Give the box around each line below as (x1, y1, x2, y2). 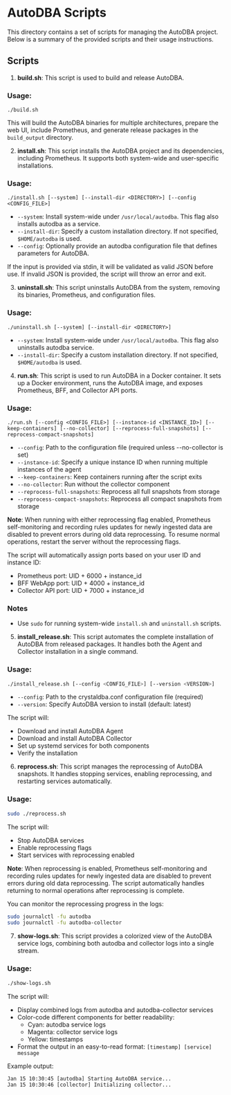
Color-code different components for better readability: (17, 1013, 175, 1021)
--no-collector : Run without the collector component (17, 479, 170, 488)
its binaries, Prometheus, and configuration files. (17, 291, 156, 299)
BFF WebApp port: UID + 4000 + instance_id (17, 579, 145, 587)
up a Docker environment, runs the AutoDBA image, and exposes (17, 378, 203, 387)
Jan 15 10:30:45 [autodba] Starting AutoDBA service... (7, 1075, 172, 1082)
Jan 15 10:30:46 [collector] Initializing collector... (7, 1081, 172, 1088)
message (17, 1049, 39, 1056)
